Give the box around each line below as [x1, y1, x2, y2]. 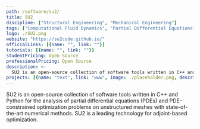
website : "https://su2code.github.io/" [6, 36, 105, 42]
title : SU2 [6, 14, 33, 20]
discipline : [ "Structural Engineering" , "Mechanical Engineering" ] [6, 20, 177, 25]
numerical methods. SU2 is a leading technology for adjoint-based [24, 110, 187, 117]
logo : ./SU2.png [6, 31, 46, 37]
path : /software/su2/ [6, 8, 60, 15]
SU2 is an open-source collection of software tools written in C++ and [6, 91, 179, 98]
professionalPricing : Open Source [6, 58, 92, 64]
